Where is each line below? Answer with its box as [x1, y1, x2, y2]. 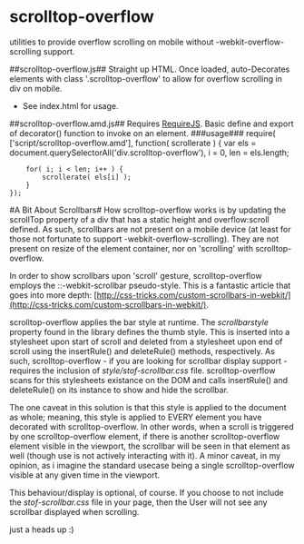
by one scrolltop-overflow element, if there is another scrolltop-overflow [9, 430, 280, 441]
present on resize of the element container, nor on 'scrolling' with [9, 242, 254, 253]
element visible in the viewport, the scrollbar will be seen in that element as [9, 440, 290, 451]
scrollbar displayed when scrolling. [9, 506, 140, 517]
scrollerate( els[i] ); [42, 173, 132, 182]
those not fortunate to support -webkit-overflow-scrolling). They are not [9, 233, 279, 244]
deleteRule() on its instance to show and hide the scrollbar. [9, 384, 230, 395]
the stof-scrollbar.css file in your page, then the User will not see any [9, 497, 268, 508]
